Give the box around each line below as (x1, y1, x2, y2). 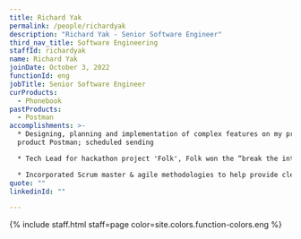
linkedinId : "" (9, 187, 66, 196)
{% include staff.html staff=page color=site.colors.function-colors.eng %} (9, 219, 282, 230)
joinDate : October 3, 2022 (9, 64, 110, 73)
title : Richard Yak (9, 13, 82, 22)
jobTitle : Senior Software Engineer (9, 80, 146, 89)
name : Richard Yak (9, 55, 78, 64)
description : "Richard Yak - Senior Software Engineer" (9, 30, 222, 38)
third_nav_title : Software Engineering (9, 38, 159, 47)
